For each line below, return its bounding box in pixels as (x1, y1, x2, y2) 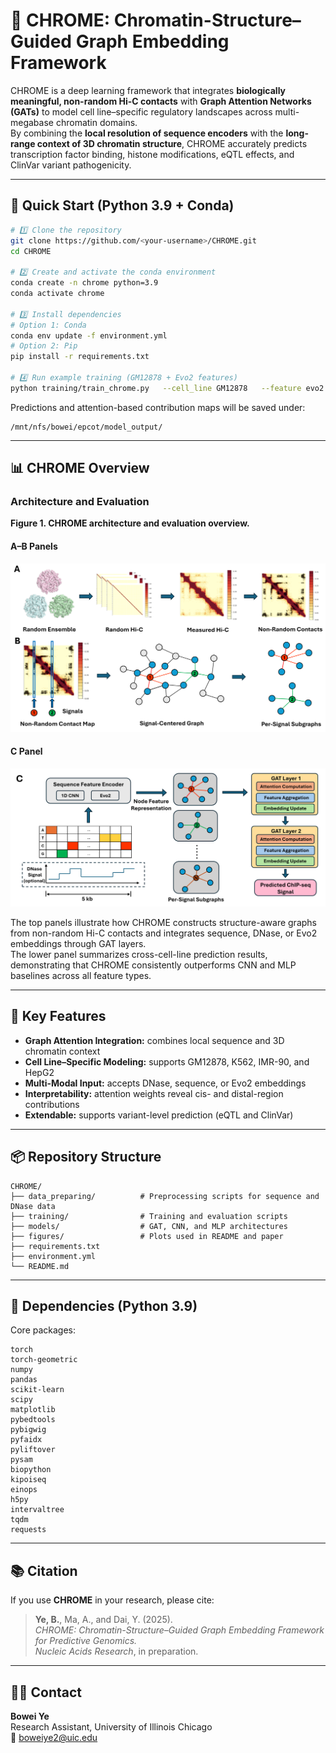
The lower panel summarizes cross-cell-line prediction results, (10, 949, 268, 961)
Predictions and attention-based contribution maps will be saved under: (10, 401, 306, 413)
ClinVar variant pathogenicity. (10, 159, 132, 171)
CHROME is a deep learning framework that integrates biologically (10, 84, 287, 96)
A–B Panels (10, 540, 58, 553)
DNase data (10, 1201, 56, 1211)
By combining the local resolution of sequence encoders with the (10, 127, 284, 139)
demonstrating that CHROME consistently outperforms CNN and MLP (10, 959, 297, 971)
